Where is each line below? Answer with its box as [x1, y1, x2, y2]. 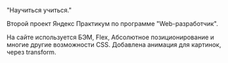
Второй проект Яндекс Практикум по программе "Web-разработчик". [6, 20, 218, 27]
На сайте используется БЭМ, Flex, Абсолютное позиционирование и [6, 33, 215, 41]
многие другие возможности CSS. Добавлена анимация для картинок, [6, 41, 222, 48]
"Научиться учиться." [6, 6, 72, 14]
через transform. [6, 48, 57, 56]
